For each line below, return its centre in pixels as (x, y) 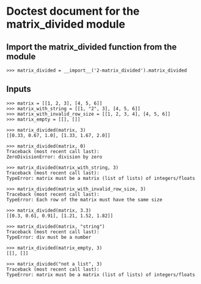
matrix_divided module (66, 24)
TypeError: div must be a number (49, 237)
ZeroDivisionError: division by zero (54, 157)
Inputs (19, 89)
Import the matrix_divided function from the (92, 47)
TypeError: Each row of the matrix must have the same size (85, 200)
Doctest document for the (73, 11)
